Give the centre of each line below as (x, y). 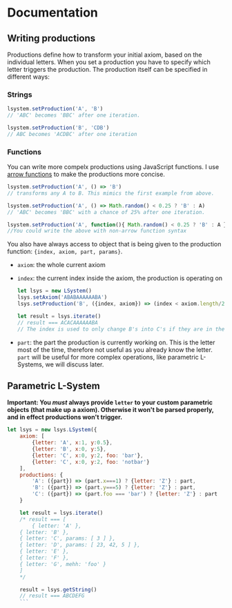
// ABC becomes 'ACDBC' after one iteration (72, 134)
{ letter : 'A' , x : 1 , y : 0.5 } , (72, 443)
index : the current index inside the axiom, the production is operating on (120, 278)
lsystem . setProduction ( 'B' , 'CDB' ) (58, 128)
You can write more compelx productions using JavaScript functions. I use (113, 167)
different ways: (28, 77)
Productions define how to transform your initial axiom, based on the (105, 55)
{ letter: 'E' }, (45, 551)
